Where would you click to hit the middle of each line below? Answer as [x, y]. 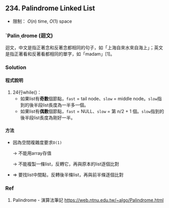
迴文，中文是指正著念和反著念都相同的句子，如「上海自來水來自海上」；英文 [84, 48]
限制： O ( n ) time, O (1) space [42, 21]
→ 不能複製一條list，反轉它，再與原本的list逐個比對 [66, 164]
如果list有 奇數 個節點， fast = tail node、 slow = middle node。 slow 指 [91, 99]
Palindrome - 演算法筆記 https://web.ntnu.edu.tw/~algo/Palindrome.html [88, 200]
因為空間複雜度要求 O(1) [37, 143]
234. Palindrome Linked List [50, 8]
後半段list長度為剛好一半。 [48, 118]
